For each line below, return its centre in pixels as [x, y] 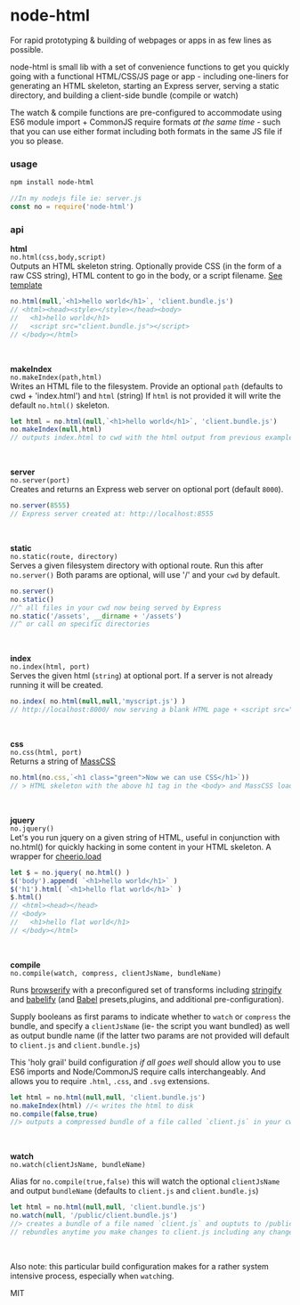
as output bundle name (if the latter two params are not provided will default [150, 1035]
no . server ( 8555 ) [40, 506]
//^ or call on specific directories [80, 624]
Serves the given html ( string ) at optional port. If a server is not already [142, 676]
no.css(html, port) [46, 753]
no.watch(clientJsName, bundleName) [78, 1165]
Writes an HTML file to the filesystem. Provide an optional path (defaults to [146, 386]
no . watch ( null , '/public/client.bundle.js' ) [94, 1216]
